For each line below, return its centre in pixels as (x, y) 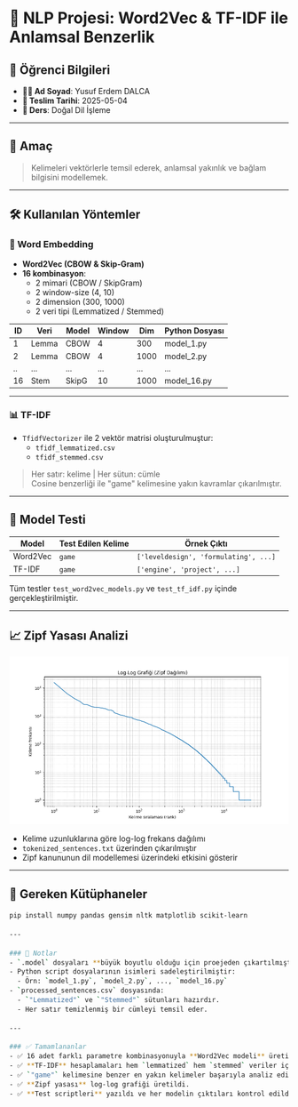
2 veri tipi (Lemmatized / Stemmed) (100, 311)
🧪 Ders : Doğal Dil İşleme (66, 110)
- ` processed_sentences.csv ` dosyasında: (87, 991)
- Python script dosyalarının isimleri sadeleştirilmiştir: (123, 972)
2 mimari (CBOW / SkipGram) (89, 283)
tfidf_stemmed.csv (69, 457)
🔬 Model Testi (47, 520)
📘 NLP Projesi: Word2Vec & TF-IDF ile (149, 18)
